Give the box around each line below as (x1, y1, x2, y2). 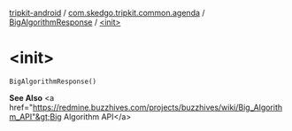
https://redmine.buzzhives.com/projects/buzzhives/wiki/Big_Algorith (32, 102, 283, 112)
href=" (9, 102, 34, 112)
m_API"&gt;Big (9, 111, 62, 122)
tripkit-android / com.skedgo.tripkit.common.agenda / (9, 8, 205, 18)
